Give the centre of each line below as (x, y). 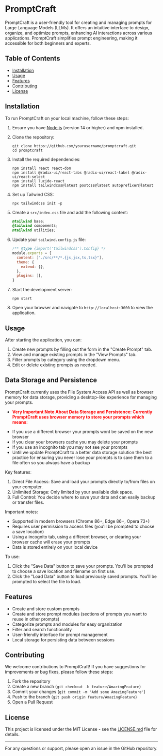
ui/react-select (28, 177)
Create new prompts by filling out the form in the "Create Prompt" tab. (82, 349)
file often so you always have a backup (51, 462)
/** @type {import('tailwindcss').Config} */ (59, 249)
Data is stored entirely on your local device (55, 547)
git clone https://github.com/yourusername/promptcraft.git (74, 146)
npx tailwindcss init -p (37, 203)
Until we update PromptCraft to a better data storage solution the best (82, 452)
